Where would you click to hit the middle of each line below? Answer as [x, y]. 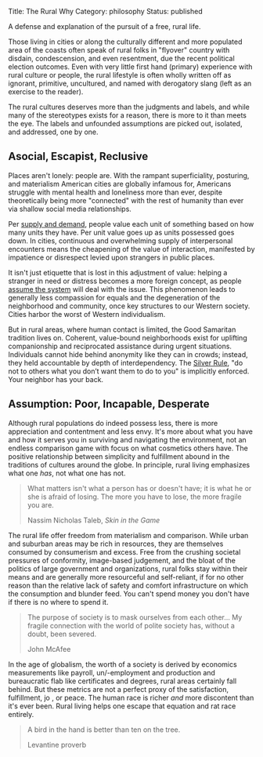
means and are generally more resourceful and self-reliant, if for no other [126, 577]
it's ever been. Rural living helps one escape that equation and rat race [122, 706]
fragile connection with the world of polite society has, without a [131, 625]
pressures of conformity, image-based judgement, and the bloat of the [122, 560]
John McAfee [49, 649]
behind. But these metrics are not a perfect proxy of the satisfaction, [119, 689]
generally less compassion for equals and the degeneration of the [114, 297]
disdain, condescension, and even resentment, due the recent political [121, 58]
